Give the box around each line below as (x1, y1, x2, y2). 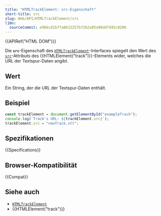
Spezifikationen (5, 134, 54, 142)
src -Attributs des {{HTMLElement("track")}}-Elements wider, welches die (5, 53, 151, 59)
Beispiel (5, 99, 30, 107)
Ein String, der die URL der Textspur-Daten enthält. (5, 85, 106, 91)
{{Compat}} (5, 174, 28, 180)
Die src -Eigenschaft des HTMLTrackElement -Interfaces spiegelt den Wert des (5, 48, 156, 54)
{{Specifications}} (5, 147, 41, 153)
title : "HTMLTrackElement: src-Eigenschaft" (5, 7, 96, 12)
